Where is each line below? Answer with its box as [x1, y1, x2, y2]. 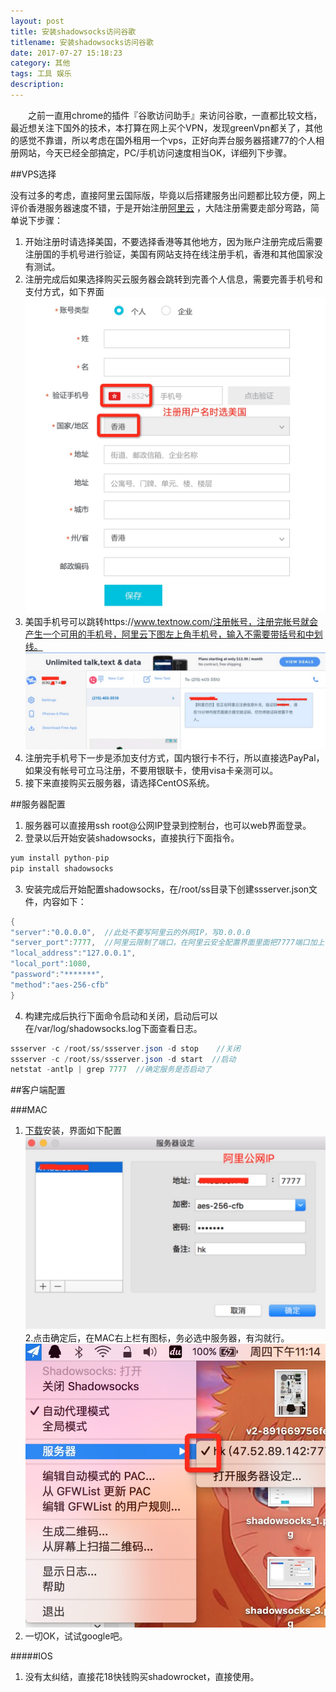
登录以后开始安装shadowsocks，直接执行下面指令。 [24, 831, 240, 844]
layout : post [10, 16, 65, 26]
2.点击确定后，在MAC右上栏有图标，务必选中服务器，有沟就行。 [24, 1331, 290, 1344]
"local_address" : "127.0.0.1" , [10, 948, 137, 959]
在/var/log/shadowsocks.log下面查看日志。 [24, 1022, 203, 1034]
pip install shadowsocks [10, 863, 114, 874]
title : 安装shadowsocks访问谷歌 [10, 26, 137, 37]
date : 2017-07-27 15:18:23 [10, 48, 123, 58]
